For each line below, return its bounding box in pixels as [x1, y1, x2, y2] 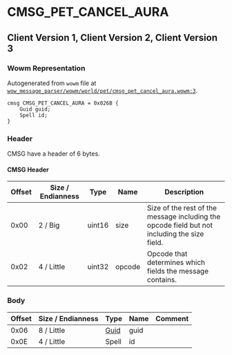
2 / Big [38, 221, 60, 230]
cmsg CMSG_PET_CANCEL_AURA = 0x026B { [7, 100, 119, 107]
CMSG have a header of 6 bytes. [7, 149, 100, 158]
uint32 [87, 262, 109, 272]
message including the [147, 212, 221, 221]
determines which [147, 257, 206, 267]
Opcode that [147, 249, 188, 259]
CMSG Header [7, 165, 50, 174]
